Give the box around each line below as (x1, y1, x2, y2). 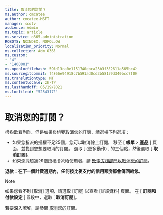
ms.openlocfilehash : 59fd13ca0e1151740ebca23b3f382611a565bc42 (5, 67, 137, 72)
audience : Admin (5, 26, 38, 30)
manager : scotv (5, 21, 36, 26)
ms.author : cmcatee (5, 12, 45, 17)
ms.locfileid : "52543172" (5, 89, 58, 94)
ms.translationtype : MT (5, 76, 54, 81)
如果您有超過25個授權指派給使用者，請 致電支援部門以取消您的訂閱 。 (12, 158, 152, 164)
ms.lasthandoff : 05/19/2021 (5, 84, 63, 90)
